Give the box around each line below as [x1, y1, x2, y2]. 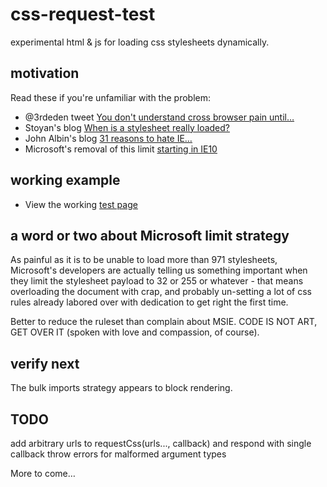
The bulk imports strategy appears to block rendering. [10, 382, 233, 394]
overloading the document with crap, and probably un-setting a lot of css [10, 286, 312, 298]
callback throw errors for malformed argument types [10, 448, 227, 460]
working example [10, 172, 121, 189]
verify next [10, 355, 80, 372]
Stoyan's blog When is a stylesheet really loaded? [24, 121, 230, 133]
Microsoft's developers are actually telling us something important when [10, 264, 308, 277]
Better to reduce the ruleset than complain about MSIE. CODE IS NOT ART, [10, 316, 318, 328]
